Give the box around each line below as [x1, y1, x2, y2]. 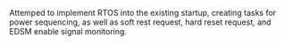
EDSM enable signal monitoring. [9, 26, 128, 36]
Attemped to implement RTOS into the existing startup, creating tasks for [9, 8, 277, 18]
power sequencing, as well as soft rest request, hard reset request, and [9, 17, 271, 27]
